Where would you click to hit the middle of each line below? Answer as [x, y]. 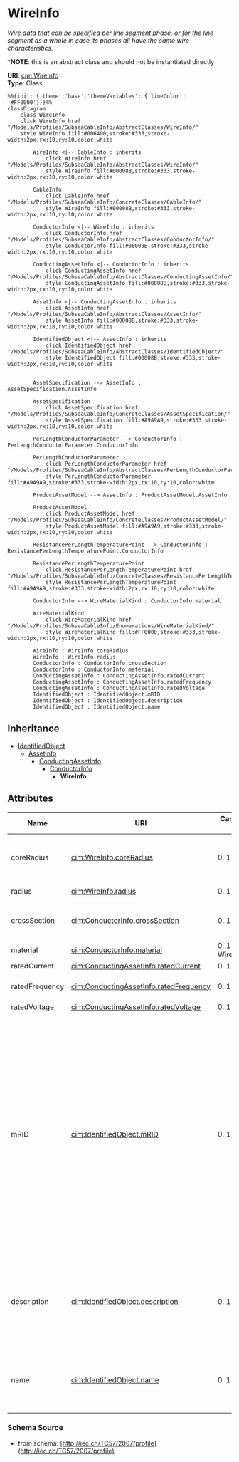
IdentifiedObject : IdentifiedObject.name [97, 706]
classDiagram [27, 108]
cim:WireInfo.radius [103, 891]
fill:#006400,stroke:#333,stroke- [119, 133]
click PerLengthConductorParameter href [106, 464]
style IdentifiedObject [80, 357]
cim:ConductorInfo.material [116, 950]
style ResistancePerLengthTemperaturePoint [111, 582]
